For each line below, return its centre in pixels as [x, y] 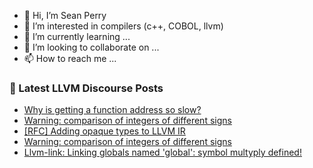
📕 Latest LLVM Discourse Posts [86, 88]
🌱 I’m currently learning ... [77, 36]
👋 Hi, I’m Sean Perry [65, 15]
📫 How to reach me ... [70, 58]
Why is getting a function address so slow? [112, 110]
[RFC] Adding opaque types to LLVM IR [104, 131]
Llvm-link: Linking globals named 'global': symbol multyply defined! [162, 152]
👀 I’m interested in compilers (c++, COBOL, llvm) [123, 26]
